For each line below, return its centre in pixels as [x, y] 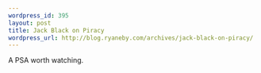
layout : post [30, 23]
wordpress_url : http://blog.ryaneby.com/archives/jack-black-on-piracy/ [131, 38]
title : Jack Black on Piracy [56, 30]
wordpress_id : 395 [38, 15]
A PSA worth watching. [46, 60]
